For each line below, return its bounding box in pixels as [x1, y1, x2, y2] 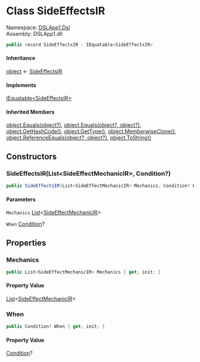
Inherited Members [6, 108, 55, 116]
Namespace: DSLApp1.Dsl [6, 24, 70, 31]
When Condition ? [6, 220, 45, 227]
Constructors [6, 151, 57, 161]
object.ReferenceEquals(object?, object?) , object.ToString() [6, 134, 152, 141]
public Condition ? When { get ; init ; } [6, 323, 105, 330]
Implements [6, 82, 37, 89]
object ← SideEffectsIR [6, 68, 62, 75]
